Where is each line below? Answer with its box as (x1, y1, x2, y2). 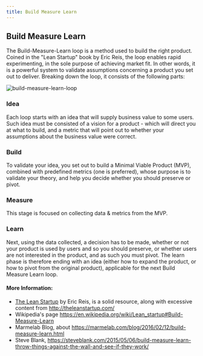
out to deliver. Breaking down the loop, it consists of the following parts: (6, 73, 185, 80)
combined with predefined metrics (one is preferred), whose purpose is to (6, 168, 191, 175)
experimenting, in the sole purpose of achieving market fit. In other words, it (6, 60, 196, 67)
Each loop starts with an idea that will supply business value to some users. (6, 113, 195, 121)
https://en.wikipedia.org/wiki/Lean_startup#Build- (59, 311, 183, 318)
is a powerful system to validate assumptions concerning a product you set (6, 66, 193, 74)
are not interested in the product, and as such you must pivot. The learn (6, 251, 185, 259)
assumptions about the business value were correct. (6, 132, 137, 140)
